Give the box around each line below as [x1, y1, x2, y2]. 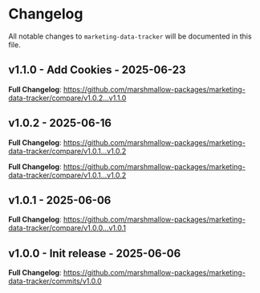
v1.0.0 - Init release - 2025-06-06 [8, 246, 181, 260]
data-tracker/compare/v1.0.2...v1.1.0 [8, 93, 127, 103]
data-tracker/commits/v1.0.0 [8, 276, 102, 286]
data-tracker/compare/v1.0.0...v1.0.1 [8, 223, 127, 233]
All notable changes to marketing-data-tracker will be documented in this [8, 31, 252, 41]
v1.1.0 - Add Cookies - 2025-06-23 [8, 63, 186, 77]
